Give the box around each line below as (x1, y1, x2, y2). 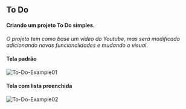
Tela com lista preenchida (6, 83, 72, 90)
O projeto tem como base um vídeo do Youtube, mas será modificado (6, 35, 180, 42)
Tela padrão (6, 55, 37, 63)
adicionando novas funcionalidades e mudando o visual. (6, 42, 148, 49)
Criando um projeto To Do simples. (6, 21, 95, 29)
